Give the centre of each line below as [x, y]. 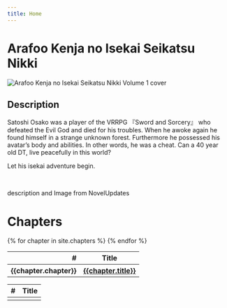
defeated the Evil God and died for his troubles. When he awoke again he [112, 130]
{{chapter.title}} [110, 271]
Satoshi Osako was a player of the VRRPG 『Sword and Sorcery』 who [109, 122]
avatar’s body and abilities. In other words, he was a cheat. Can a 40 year [113, 145]
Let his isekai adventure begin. [51, 166]
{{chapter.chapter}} [44, 271]
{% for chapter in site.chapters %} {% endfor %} [77, 241]
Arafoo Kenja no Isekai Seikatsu [101, 48]
